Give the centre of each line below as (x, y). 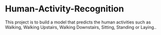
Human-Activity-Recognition (64, 9)
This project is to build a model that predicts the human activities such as (78, 22)
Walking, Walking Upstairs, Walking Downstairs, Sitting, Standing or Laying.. (81, 27)
